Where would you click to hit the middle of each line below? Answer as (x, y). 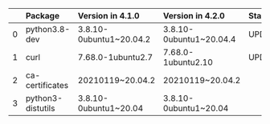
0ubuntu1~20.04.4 (200, 39)
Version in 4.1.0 (108, 16)
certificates (47, 85)
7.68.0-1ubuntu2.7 (115, 57)
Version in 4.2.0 (194, 16)
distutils (40, 108)
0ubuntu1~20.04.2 (114, 39)
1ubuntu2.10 (188, 62)
